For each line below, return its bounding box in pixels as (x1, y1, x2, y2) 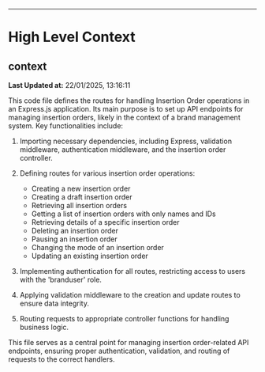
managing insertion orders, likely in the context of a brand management (8, 112, 241, 122)
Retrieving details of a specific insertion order (31, 218, 180, 226)
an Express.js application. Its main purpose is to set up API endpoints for (8, 104, 244, 113)
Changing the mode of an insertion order (31, 243, 164, 252)
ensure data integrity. (19, 298, 89, 308)
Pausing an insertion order (31, 234, 118, 244)
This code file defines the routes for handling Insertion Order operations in (8, 96, 250, 105)
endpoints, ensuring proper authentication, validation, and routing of (8, 346, 230, 355)
